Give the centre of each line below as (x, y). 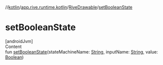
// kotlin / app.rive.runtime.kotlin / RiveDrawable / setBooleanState (69, 7)
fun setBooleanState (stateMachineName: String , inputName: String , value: (82, 51)
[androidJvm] (19, 41)
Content (13, 46)
